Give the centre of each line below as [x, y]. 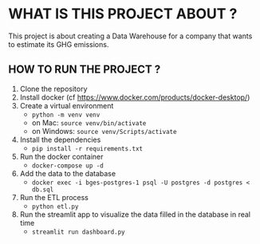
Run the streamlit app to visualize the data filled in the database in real [135, 214]
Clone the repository [53, 89]
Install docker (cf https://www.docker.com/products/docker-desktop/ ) [135, 97]
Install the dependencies [60, 140]
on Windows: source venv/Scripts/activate [104, 131]
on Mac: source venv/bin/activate [89, 122]
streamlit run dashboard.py [78, 232]
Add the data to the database [68, 173]
